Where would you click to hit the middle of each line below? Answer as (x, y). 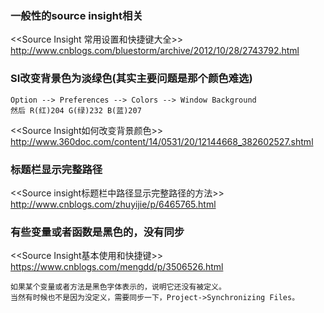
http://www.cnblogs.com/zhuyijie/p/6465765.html (113, 204)
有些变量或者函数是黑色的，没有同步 (97, 232)
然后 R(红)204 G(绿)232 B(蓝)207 (76, 110)
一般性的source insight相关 (76, 15)
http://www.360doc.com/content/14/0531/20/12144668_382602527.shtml (162, 141)
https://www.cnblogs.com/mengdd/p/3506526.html (117, 267)
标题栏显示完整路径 (56, 169)
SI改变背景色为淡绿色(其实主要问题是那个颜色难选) (131, 79)
